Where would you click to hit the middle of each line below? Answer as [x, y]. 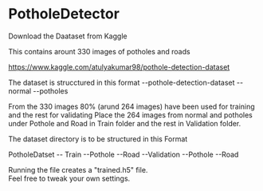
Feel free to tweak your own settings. [69, 178]
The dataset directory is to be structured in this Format [98, 139]
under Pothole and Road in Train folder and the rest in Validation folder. [125, 123]
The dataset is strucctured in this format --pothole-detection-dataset [122, 82]
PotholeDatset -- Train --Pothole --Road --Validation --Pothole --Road [124, 154]
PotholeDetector [64, 14]
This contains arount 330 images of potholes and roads [99, 51]
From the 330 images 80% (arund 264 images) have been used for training [131, 106]
